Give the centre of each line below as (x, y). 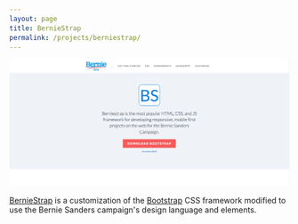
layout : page (33, 19)
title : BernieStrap (45, 28)
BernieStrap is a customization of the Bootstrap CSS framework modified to (148, 201)
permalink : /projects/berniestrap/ (75, 37)
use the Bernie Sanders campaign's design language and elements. (133, 210)
